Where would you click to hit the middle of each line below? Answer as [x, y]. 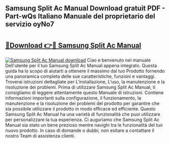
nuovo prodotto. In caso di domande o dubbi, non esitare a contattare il [80, 130]
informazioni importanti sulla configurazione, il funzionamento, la [73, 98]
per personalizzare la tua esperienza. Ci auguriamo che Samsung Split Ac [82, 120]
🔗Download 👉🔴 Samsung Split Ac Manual [73, 45]
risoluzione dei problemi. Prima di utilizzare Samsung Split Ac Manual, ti [80, 87]
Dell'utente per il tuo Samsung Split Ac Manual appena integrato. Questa [81, 65]
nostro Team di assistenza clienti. [40, 136]
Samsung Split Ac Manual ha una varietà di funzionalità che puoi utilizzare [83, 114]
